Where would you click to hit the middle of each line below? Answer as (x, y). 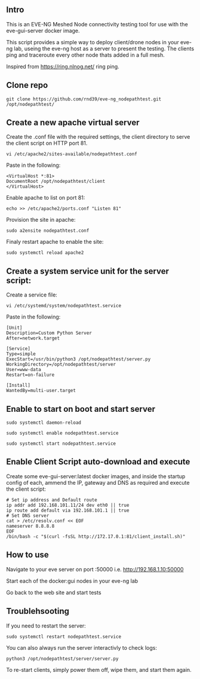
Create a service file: (32, 295)
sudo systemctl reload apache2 (45, 253)
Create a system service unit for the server (87, 271)
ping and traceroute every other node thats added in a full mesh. (86, 55)
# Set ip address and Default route (52, 500)
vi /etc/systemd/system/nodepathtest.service (64, 306)
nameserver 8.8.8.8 (30, 526)
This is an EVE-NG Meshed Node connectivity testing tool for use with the (97, 24)
